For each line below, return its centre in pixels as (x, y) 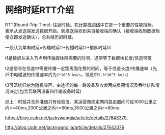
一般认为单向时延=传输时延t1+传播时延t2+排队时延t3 (58, 47)
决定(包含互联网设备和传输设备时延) (45, 91)
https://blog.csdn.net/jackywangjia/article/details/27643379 (66, 118)
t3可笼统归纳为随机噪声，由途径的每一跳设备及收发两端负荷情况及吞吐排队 (80, 85)
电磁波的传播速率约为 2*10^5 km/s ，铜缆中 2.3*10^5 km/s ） (72, 74)
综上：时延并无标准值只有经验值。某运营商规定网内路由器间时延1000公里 (79, 101)
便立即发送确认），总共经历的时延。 (41, 37)
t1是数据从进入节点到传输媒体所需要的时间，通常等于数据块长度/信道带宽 (79, 58)
